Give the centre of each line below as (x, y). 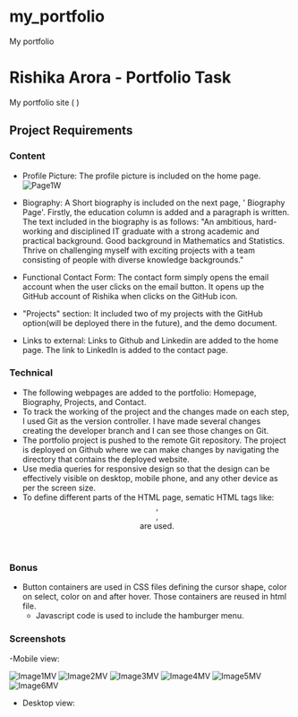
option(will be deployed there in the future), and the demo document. (149, 323)
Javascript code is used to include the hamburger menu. (140, 616)
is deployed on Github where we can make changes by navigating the (150, 449)
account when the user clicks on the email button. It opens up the (143, 286)
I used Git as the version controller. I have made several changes (141, 421)
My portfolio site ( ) (44, 102)
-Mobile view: (34, 658)
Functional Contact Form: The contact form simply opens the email (145, 277)
